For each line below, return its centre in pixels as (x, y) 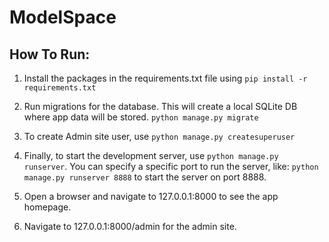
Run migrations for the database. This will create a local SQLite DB (160, 106)
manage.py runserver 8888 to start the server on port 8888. (145, 177)
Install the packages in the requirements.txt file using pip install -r (165, 78)
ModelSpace (63, 17)
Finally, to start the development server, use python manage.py (151, 155)
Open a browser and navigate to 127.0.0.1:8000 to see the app (151, 196)
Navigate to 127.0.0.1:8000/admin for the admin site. (130, 226)
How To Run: (50, 54)
